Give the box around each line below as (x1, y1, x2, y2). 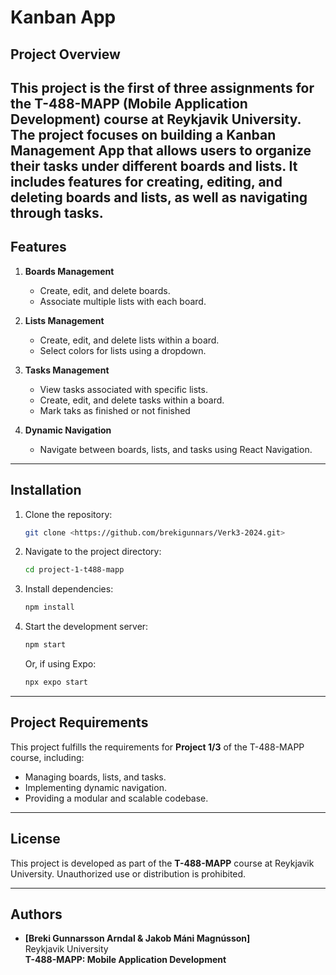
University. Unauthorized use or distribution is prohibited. (10, 867, 247, 880)
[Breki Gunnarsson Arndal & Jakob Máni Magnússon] (24, 932, 251, 945)
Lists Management (24, 314, 105, 326)
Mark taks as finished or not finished (39, 404, 191, 416)
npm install (24, 602, 75, 613)
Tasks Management (24, 364, 110, 376)
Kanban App (10, 6, 117, 29)
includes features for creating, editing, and (10, 173, 283, 190)
